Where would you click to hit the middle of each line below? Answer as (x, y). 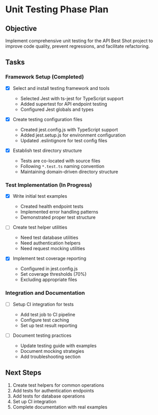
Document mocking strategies (52, 351)
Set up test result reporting (49, 325)
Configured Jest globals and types (57, 109)
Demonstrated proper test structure (58, 217)
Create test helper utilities (40, 228)
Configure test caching (45, 320)
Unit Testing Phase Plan (57, 10)
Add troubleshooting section (51, 356)
